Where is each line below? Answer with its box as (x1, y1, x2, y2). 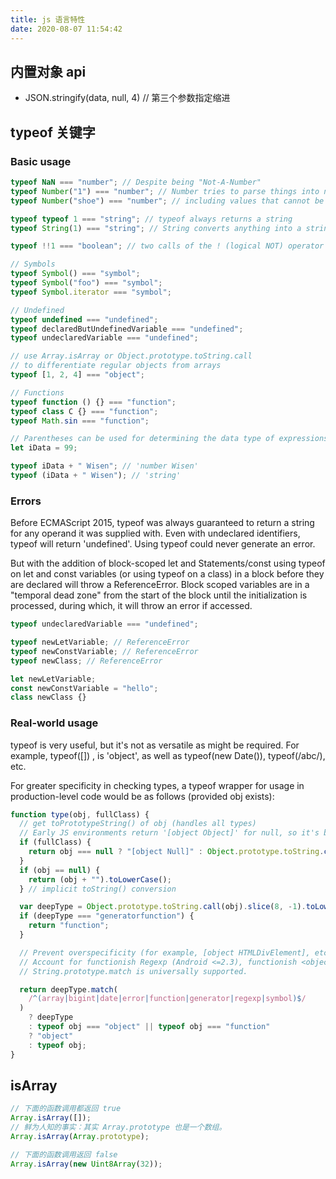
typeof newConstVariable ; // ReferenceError (10, 646, 199, 656)
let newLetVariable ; (10, 674, 97, 684)
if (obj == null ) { (19, 865, 101, 875)
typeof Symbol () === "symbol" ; (10, 269, 141, 279)
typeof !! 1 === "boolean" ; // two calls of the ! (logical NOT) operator (10, 241, 325, 251)
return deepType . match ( (19, 984, 118, 995)
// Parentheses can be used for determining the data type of (10, 434, 275, 444)
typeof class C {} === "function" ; (10, 406, 159, 416)
